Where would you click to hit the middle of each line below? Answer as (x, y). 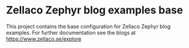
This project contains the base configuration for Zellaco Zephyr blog (88, 26)
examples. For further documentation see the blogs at (71, 32)
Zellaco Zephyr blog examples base (94, 10)
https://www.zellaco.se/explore (44, 39)
